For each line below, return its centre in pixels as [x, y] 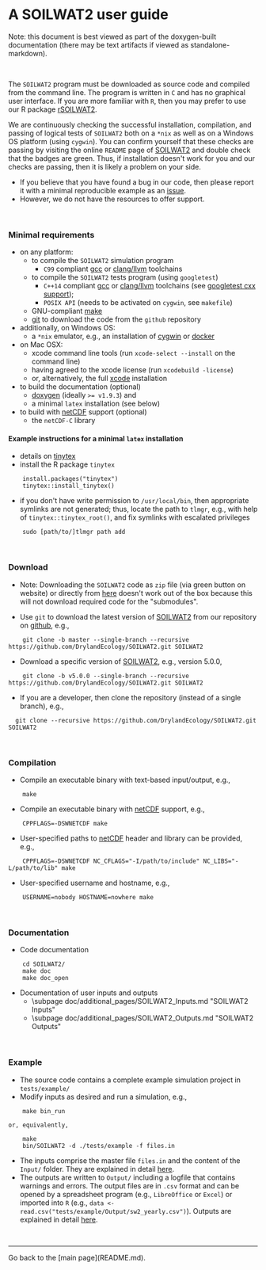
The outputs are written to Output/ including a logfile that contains [127, 1177]
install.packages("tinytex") [70, 479]
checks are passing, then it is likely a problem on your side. [105, 166]
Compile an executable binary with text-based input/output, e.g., [125, 780]
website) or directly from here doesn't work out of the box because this [136, 593]
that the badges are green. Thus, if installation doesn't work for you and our [132, 158]
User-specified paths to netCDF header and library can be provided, [131, 838]
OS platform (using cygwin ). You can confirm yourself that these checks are [131, 141]
